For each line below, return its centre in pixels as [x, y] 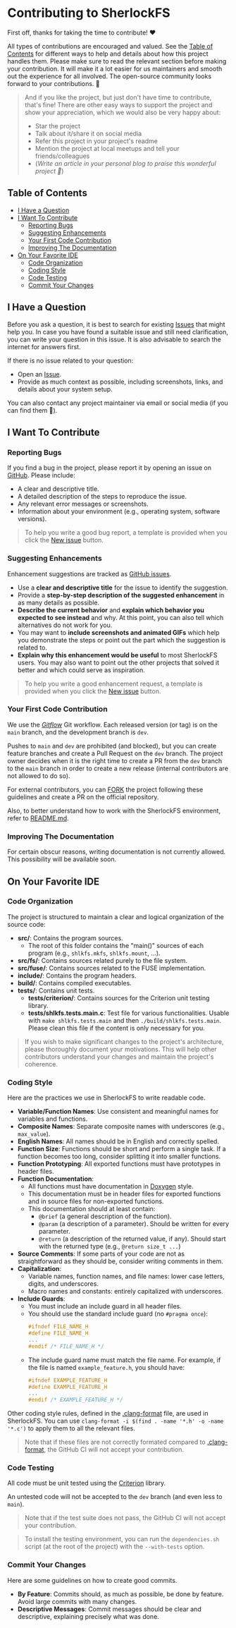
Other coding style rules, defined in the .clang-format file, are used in [108, 1414]
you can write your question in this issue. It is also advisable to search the [114, 339]
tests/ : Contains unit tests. [56, 990]
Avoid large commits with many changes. [77, 1601]
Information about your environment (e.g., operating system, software [119, 511]
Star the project [58, 126]
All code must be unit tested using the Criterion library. [87, 1483]
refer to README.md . [38, 818]
